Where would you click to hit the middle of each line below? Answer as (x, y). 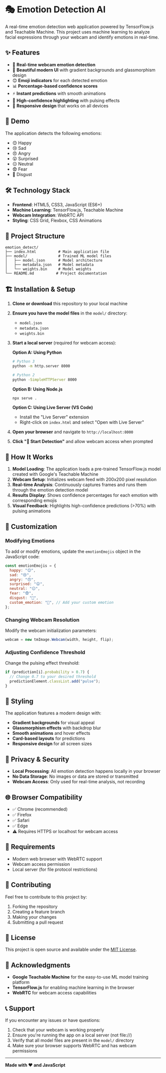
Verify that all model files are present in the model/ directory (73, 1040)
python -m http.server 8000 (41, 366)
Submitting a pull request (38, 922)
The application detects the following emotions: (54, 133)
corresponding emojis (35, 500)
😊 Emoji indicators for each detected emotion (60, 80)
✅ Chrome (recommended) (40, 809)
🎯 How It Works (29, 457)
